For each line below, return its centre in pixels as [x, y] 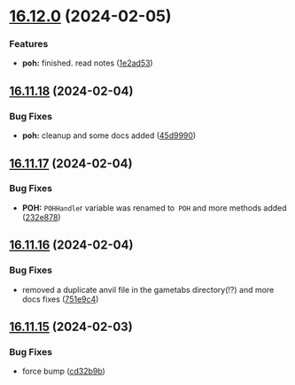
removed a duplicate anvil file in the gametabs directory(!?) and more [148, 289]
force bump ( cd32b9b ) [64, 371]
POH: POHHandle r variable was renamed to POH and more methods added [154, 208]
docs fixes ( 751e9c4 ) [60, 299]
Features [29, 44]
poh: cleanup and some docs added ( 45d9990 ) [109, 135]
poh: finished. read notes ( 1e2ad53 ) [87, 63]
